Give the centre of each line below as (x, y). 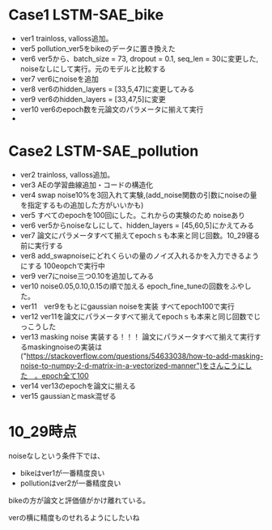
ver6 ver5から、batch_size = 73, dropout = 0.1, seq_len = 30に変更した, (139, 58)
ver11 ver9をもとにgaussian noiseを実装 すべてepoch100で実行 (127, 306)
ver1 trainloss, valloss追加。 (66, 38)
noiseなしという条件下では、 (57, 455)
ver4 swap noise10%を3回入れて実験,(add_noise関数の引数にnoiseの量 (138, 194)
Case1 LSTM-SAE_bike (86, 15)
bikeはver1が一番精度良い (62, 472)
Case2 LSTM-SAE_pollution (104, 151)
